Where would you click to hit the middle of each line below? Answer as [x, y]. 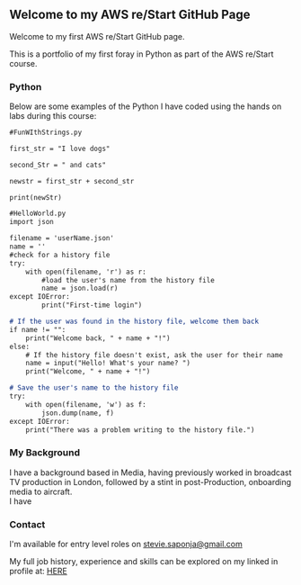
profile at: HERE [38, 571]
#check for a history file [60, 255]
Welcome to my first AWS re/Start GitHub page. [97, 36]
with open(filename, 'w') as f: [86, 404]
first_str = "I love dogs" [60, 148]
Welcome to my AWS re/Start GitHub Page [130, 15]
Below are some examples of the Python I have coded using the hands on [146, 106]
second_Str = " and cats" [58, 165]
